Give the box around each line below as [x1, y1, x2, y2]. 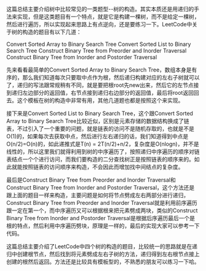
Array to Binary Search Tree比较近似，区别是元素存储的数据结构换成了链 [6, 117, 189, 124]
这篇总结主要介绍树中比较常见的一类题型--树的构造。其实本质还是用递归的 [6, 6, 194, 12]
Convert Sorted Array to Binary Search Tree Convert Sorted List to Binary [6, 40, 191, 48]
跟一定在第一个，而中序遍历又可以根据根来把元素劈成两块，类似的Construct [6, 207, 198, 214]
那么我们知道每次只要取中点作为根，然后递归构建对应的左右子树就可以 [22, 74, 200, 81]
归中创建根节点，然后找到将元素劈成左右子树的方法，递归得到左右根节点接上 [6, 250, 200, 258]
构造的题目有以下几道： [22, 28, 82, 35]
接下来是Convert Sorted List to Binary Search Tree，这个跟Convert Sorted [6, 110, 193, 117]
